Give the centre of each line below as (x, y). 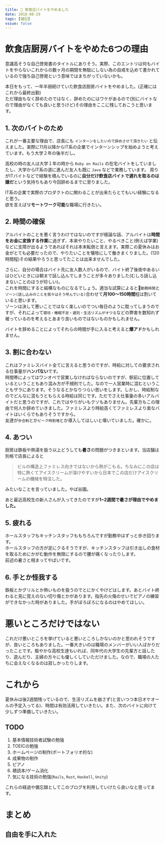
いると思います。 (22, 300)
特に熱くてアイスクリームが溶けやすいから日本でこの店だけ (77, 473)
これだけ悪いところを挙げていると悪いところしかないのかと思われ (72, 639)
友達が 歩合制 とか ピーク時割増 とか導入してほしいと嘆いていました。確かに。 (80, 420)
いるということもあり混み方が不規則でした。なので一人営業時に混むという (80, 383)
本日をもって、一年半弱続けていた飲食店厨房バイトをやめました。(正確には (81, 87)
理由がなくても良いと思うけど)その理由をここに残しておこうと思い (81, 105)
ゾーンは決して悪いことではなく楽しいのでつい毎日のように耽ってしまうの (80, 306)
